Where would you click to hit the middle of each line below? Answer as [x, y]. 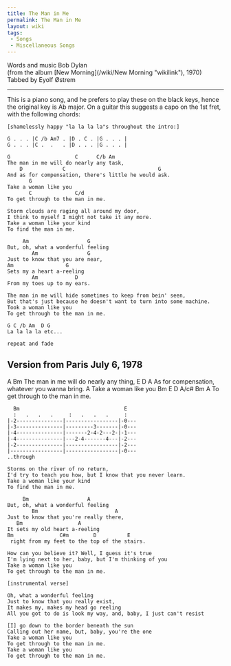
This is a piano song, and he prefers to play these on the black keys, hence [113, 100]
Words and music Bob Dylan [47, 65]
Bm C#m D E [69, 535]
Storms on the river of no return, [58, 469]
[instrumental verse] [38, 583]
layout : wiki [26, 26]
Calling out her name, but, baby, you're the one [80, 632]
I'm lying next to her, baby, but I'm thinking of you [87, 559]
